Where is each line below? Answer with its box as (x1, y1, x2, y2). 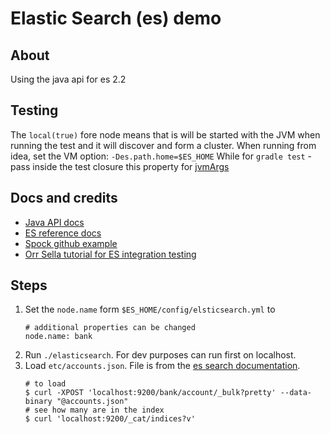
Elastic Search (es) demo (10, 7, 222, 30)
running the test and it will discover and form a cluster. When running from (10, 139, 317, 151)
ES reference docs (24, 227, 102, 239)
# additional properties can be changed (24, 323, 196, 333)
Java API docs (24, 216, 85, 228)
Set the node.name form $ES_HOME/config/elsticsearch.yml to (24, 303, 276, 316)
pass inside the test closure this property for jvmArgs (10, 160, 230, 172)
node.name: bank (24, 332, 93, 342)
